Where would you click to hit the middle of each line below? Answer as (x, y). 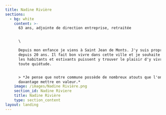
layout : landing (22, 105)
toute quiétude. (35, 64)
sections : (15, 14)
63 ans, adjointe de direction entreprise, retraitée (75, 28)
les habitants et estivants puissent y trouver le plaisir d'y (85, 59)
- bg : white (22, 19)
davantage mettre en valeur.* (49, 82)
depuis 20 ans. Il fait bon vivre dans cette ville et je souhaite (89, 55)
